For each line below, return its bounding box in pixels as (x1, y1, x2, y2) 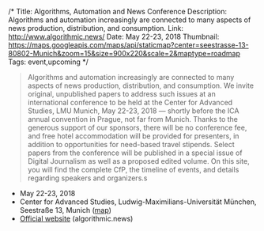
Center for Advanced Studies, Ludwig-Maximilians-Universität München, (19, 197, 257, 206)
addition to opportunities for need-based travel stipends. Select (27, 140, 235, 149)
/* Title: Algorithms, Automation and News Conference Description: (8, 7, 228, 16)
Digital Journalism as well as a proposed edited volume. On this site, (27, 157, 251, 165)
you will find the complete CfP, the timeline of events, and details (27, 165, 239, 174)
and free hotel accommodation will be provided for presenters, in (27, 131, 239, 141)
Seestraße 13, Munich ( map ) (19, 206, 112, 214)
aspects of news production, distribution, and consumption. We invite (27, 81, 255, 90)
